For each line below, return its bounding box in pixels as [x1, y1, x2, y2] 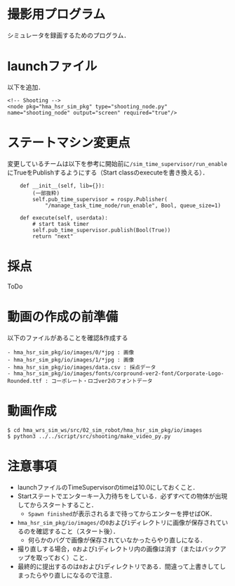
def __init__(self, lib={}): [20, 182, 105, 189]
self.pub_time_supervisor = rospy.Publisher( [32, 196, 168, 203]
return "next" [32, 233, 74, 240]
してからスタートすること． [17, 500, 98, 509]
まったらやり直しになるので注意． [17, 571, 116, 579]
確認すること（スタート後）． [36, 527, 119, 535]
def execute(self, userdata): [20, 214, 109, 222]
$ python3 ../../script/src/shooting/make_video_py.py [7, 433, 171, 440]
